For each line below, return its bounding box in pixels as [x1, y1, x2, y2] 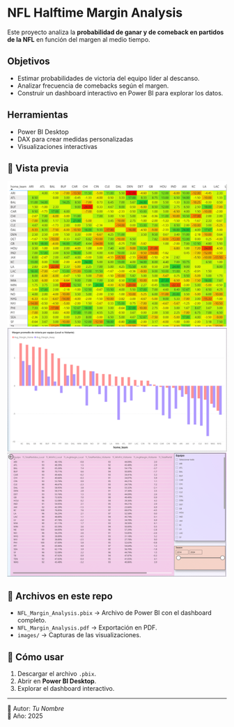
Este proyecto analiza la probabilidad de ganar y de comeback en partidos [7, 28, 224, 36]
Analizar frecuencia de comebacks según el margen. [17, 81, 169, 90]
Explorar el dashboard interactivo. [17, 685, 115, 693]
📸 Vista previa [7, 162, 69, 174]
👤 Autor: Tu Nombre [7, 705, 65, 713]
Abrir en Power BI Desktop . [17, 677, 97, 685]
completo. [17, 616, 47, 625]
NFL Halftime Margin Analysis [7, 5, 183, 21]
